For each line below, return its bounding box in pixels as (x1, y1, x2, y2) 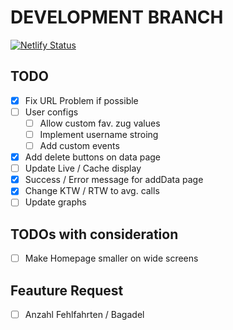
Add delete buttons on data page (24, 151, 162, 163)
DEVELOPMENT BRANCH (10, 6, 224, 29)
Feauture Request (10, 282, 124, 299)
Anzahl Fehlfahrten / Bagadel (24, 309, 145, 321)
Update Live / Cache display (24, 162, 142, 175)
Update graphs (24, 196, 87, 208)
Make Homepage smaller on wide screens (24, 252, 199, 265)
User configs (24, 106, 79, 118)
